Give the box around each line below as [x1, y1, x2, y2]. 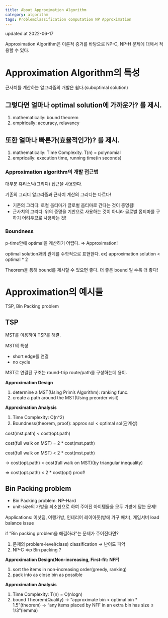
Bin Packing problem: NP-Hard [12, 498, 76, 504]
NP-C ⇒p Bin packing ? [12, 547, 61, 553]
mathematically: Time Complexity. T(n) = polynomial [12, 149, 121, 156]
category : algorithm [5, 12, 49, 17]
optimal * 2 [5, 256, 28, 263]
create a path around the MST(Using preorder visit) [12, 395, 119, 401]
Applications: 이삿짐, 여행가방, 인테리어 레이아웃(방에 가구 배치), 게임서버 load [5, 514, 159, 521]
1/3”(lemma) [12, 607, 38, 613]
